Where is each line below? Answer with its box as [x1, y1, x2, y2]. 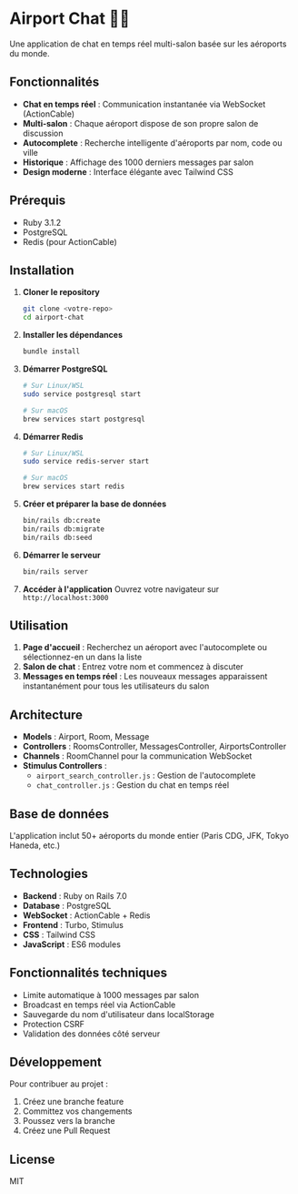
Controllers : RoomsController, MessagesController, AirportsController [22, 741, 287, 752]
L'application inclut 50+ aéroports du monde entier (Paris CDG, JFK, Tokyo [9, 830, 289, 841]
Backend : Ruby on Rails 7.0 [22, 890, 127, 901]
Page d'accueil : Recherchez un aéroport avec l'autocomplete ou [22, 642, 268, 653]
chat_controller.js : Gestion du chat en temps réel [35, 780, 230, 791]
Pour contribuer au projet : [9, 1078, 109, 1089]
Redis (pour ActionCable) [22, 236, 118, 247]
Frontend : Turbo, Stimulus [22, 919, 124, 930]
